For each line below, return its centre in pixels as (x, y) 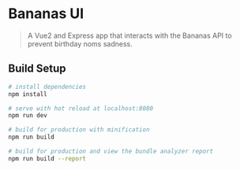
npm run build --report (47, 158)
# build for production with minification (79, 130)
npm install (28, 94)
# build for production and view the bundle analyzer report (111, 151)
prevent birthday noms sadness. (80, 43)
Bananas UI (46, 14)
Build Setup (37, 69)
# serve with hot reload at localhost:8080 (81, 108)
